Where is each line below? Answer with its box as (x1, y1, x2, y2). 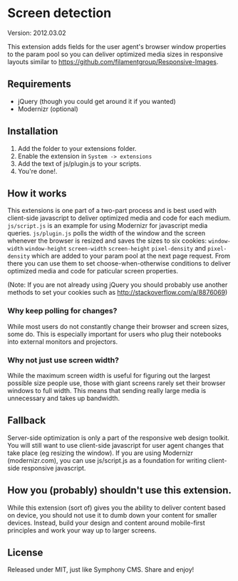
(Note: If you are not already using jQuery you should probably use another (7, 281, 228, 289)
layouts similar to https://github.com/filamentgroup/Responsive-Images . (7, 57, 219, 66)
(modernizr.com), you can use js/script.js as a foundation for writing (7, 456, 207, 464)
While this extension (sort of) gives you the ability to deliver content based (7, 503, 226, 512)
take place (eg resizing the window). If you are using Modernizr (7, 449, 194, 457)
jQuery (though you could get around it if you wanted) (17, 97, 176, 105)
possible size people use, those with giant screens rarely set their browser (7, 379, 226, 387)
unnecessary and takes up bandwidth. (7, 394, 120, 402)
